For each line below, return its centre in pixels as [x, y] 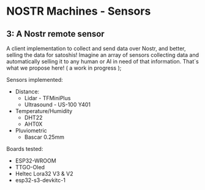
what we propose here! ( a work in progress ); [64, 68]
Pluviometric [31, 130]
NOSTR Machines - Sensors [79, 11]
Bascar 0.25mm [44, 137]
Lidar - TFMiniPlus [47, 98]
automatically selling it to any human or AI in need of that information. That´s [102, 61]
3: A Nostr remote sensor [56, 34]
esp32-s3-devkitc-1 [40, 180]
